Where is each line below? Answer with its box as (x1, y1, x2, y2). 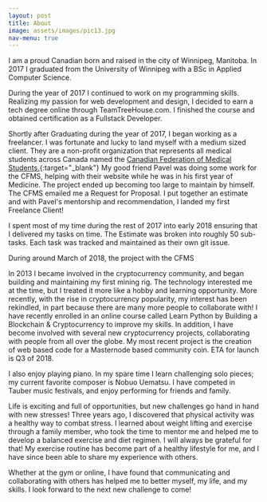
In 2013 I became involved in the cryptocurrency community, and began (8, 269, 245, 279)
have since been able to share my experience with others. (8, 453, 198, 462)
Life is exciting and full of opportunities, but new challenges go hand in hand (8, 401, 259, 411)
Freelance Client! (8, 205, 64, 215)
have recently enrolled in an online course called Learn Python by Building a (8, 311, 257, 321)
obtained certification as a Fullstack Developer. (8, 113, 163, 124)
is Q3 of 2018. (8, 354, 54, 363)
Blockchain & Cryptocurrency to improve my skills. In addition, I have (8, 320, 234, 330)
